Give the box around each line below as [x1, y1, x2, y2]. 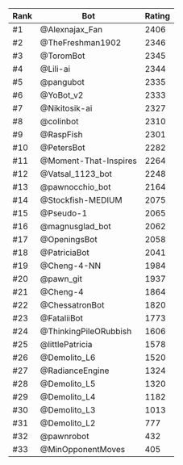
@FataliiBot [40, 312, 83, 324]
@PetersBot [40, 142, 86, 153]
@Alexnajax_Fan [40, 24, 103, 35]
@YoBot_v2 [40, 90, 84, 100]
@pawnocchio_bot [40, 182, 111, 192]
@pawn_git [40, 274, 83, 284]
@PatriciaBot [40, 247, 90, 258]
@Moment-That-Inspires [40, 155, 137, 166]
